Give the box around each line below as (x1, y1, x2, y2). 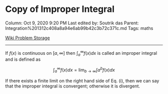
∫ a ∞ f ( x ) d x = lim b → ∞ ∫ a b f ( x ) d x (53, 66, 115, 74)
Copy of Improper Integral (5, 3, 115, 15)
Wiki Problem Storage (5, 35, 50, 41)
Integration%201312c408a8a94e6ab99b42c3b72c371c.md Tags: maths (5, 25, 153, 31)
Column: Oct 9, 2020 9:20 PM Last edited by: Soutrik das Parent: (5, 20, 139, 26)
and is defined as (5, 56, 41, 63)
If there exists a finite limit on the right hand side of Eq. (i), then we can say (5, 78, 159, 84)
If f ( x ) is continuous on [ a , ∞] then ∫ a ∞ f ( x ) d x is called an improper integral (5, 49, 157, 57)
